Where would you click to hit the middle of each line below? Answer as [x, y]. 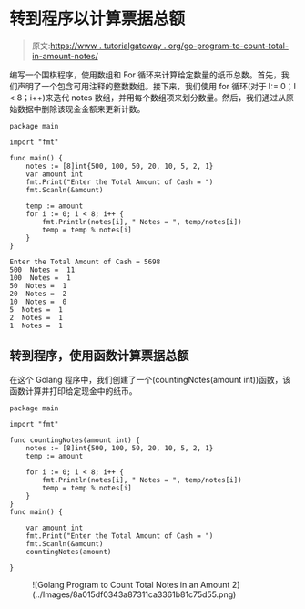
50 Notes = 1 [38, 285]
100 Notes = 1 [40, 278]
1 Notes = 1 [36, 325]
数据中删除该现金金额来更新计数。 [81, 108]
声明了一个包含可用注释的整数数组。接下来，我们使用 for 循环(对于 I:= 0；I [156, 86]
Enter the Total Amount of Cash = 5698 [85, 262]
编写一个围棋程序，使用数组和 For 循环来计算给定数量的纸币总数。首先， [146, 75]
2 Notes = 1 [36, 317]
